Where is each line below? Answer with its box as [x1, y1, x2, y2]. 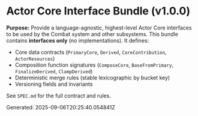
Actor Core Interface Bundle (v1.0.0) [6, 4, 191, 18]
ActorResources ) [14, 55, 55, 62]
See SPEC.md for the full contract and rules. [6, 92, 111, 99]
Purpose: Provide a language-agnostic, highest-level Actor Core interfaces [6, 24, 192, 31]
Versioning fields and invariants [14, 80, 93, 88]
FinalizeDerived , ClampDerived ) [14, 67, 93, 75]
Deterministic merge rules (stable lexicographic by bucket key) [14, 74, 170, 81]
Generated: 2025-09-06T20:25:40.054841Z [6, 103, 116, 111]
